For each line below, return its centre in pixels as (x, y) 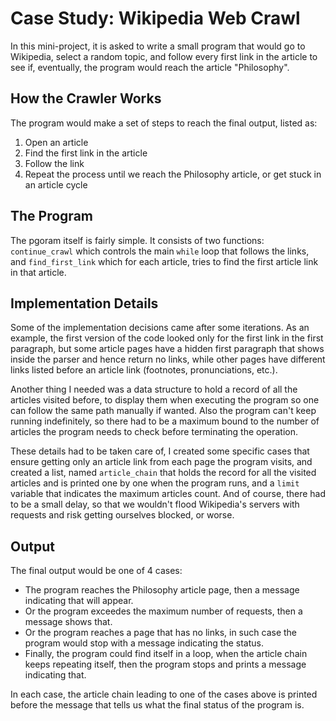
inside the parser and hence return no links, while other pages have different (168, 359)
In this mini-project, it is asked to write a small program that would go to (158, 46)
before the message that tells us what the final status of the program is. (157, 705)
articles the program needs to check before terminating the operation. (154, 432)
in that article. (38, 272)
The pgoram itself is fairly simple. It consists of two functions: (137, 240)
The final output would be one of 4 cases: (96, 571)
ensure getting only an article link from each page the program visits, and (161, 462)
